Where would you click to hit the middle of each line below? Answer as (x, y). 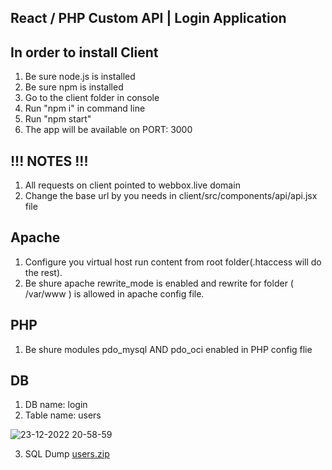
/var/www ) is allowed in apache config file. (114, 293)
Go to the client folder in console (92, 98)
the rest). (43, 272)
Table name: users (63, 415)
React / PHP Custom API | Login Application (148, 18)
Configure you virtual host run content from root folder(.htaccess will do (173, 262)
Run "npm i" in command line (85, 108)
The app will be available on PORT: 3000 (108, 130)
